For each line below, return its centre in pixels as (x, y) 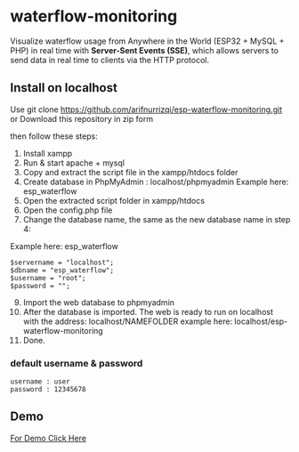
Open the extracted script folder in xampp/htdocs (114, 200)
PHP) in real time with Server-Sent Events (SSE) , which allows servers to (145, 50)
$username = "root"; (48, 278)
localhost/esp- (261, 321)
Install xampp (48, 153)
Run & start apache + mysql (74, 163)
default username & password (77, 363)
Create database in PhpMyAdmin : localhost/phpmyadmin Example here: (156, 182)
